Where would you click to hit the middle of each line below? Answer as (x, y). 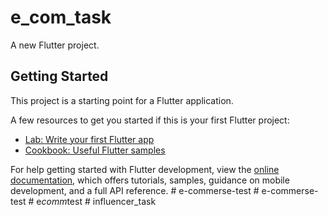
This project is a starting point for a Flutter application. (122, 100)
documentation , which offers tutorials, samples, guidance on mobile (150, 180)
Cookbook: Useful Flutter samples (95, 150)
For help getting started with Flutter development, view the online (145, 169)
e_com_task (61, 17)
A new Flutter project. (55, 45)
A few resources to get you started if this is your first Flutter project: (150, 120)
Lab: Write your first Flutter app (89, 139)
